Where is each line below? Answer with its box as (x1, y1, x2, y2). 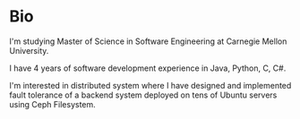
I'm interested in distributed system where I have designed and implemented (9, 80, 292, 90)
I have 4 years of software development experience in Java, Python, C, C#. (9, 63, 287, 73)
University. (9, 45, 49, 55)
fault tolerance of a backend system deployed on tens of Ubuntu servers (9, 89, 278, 100)
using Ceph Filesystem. (9, 98, 96, 109)
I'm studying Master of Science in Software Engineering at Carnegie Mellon (9, 36, 287, 47)
